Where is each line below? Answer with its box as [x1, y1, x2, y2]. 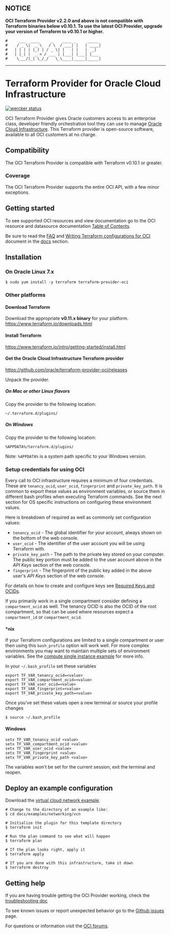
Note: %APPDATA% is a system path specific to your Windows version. [5, 453, 147, 459]
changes [5, 705, 24, 711]
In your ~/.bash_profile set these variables [5, 663, 97, 669]
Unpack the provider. [5, 376, 49, 383]
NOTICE [5, 4, 31, 13]
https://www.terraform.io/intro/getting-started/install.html [5, 343, 126, 350]
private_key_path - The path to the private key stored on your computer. [12, 551, 165, 558]
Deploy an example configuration [5, 783, 113, 793]
